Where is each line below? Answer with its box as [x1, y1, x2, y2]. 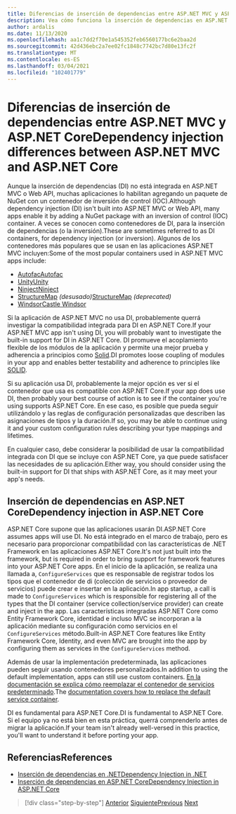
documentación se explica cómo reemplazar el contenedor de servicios [7, 680, 215, 688]
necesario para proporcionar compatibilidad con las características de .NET [7, 540, 226, 548]
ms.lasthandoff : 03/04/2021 [7, 62, 90, 69]
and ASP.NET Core [7, 159, 119, 175]
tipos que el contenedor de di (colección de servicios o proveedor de [7, 577, 208, 586]
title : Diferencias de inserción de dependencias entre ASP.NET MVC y [7, 10, 218, 18]
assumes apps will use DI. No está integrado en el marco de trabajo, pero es [7, 533, 228, 541]
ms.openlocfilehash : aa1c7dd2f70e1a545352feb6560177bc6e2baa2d [7, 36, 197, 44]
